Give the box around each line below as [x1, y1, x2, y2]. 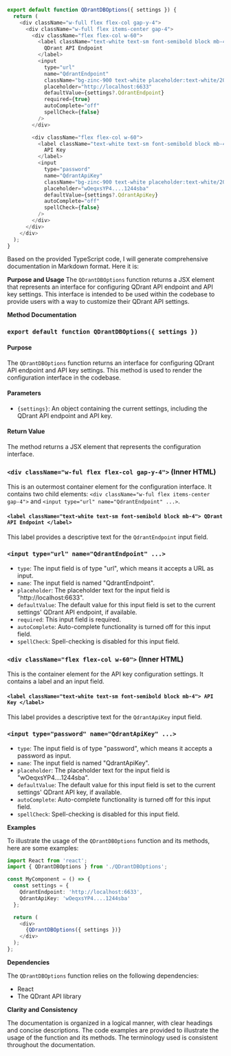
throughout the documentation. [7, 1040, 96, 1048]
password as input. [16, 751, 71, 760]
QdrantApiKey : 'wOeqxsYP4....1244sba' [19, 894, 131, 902]
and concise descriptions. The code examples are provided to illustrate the [7, 1026, 219, 1034]
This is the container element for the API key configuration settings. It [7, 670, 204, 678]
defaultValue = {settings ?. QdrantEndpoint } [43, 89, 165, 96]
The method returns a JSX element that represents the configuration [7, 442, 201, 450]
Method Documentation [7, 311, 77, 319]
